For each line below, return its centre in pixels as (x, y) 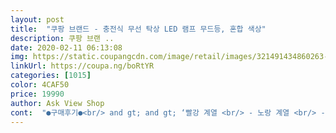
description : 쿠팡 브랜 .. (62, 38)
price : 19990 (37, 94)
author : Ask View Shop (57, 103)
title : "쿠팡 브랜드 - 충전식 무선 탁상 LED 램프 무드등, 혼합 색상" (138, 29)
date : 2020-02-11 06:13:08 (66, 47)
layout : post (37, 19)
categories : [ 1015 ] (51, 76)
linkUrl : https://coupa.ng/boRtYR (82, 66)
